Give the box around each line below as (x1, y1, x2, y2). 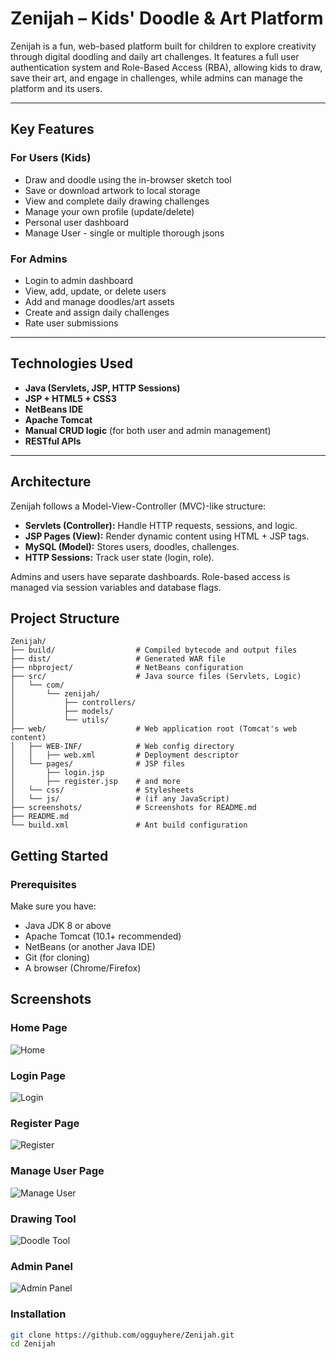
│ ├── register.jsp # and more (10, 777, 182, 787)
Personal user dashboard (24, 216, 130, 228)
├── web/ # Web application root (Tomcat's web (10, 724, 298, 734)
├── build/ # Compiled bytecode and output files (10, 645, 298, 656)
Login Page (10, 1068, 67, 1082)
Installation (10, 1307, 67, 1321)
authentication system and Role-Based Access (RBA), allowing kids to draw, (10, 61, 323, 73)
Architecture (10, 473, 92, 491)
